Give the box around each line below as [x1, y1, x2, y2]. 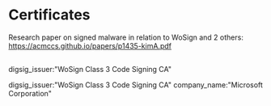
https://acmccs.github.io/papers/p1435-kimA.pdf [8, 40, 172, 50]
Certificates [8, 6, 91, 24]
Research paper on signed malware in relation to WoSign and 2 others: [8, 32, 244, 42]
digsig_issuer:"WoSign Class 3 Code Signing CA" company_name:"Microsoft [8, 80, 263, 90]
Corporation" [8, 89, 53, 99]
